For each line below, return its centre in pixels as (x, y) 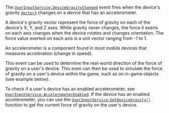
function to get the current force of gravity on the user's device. (71, 105)
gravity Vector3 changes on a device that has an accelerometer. (71, 13)
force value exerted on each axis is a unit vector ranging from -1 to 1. (76, 38)
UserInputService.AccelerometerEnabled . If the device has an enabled (77, 94)
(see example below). (28, 79)
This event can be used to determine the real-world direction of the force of (84, 63)
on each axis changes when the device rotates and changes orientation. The (84, 33)
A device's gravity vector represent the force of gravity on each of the (78, 22)
